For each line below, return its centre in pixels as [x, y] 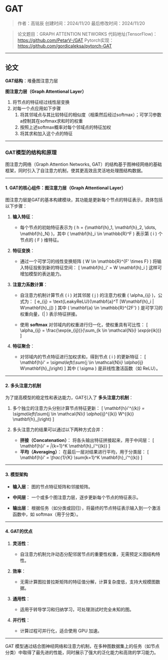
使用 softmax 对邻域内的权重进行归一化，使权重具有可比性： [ [84, 325]
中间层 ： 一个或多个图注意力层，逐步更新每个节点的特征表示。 [76, 497]
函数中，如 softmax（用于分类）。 [46, 514]
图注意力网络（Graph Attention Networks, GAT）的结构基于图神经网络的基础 [84, 164]
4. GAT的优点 [19, 531]
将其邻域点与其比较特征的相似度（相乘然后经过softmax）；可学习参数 [90, 115]
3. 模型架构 [17, 475]
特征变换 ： [23, 251]
